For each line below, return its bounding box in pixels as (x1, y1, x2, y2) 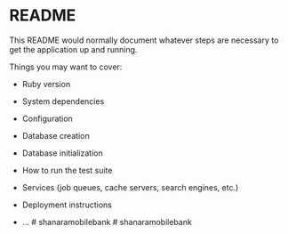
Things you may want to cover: (9, 61, 123, 72)
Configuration (21, 113, 73, 124)
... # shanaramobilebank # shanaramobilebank (21, 216, 193, 227)
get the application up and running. (9, 44, 138, 54)
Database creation (21, 130, 91, 141)
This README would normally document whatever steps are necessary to (9, 35, 279, 45)
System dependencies (21, 95, 105, 107)
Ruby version (21, 78, 71, 89)
